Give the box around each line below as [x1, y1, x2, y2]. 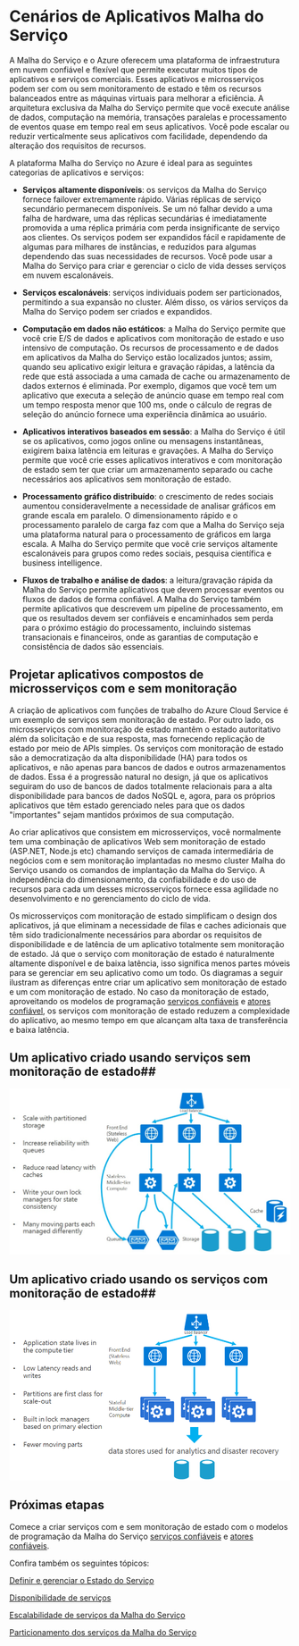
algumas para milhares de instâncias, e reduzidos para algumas [21, 241, 257, 252]
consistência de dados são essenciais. [21, 641, 165, 651]
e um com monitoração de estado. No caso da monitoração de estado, [9, 986, 270, 997]
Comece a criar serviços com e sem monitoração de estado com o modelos [9, 1521, 288, 1532]
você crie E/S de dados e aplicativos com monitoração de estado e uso [21, 332, 285, 343]
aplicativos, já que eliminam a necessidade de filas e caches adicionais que [9, 920, 287, 930]
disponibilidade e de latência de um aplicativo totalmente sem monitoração [9, 938, 285, 949]
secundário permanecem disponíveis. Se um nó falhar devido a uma [21, 203, 273, 214]
